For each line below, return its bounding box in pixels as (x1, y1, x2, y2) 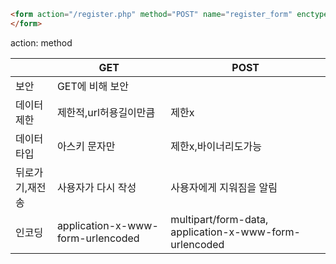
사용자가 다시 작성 (56, 180, 137, 194)
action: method (10, 36, 73, 49)
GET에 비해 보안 (56, 79, 129, 93)
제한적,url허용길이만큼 (56, 105, 156, 119)
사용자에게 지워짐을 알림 (170, 180, 278, 194)
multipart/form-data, (170, 212, 269, 226)
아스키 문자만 (56, 139, 116, 153)
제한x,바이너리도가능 (170, 139, 262, 153)
